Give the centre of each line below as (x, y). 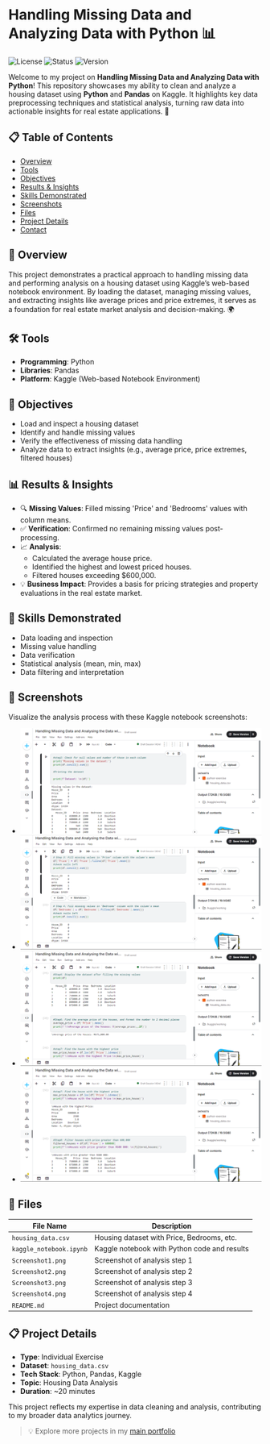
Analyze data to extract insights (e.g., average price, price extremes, (133, 450)
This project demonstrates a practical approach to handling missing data (129, 274)
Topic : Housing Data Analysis (69, 1382)
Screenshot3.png (39, 1284)
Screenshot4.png (39, 1294)
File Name (50, 1226)
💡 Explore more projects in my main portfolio (102, 1431)
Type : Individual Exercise (62, 1357)
